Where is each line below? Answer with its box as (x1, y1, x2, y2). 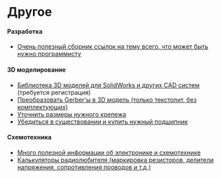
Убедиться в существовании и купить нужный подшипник (16, 118, 188, 126)
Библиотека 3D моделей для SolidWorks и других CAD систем (16, 80, 200, 89)
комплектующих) (16, 102, 69, 111)
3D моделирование (7, 65, 67, 74)
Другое (7, 4, 53, 20)
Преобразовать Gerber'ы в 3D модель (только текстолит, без (16, 96, 197, 104)
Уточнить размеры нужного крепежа (16, 110, 127, 118)
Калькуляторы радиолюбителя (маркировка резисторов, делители (16, 155, 214, 164)
